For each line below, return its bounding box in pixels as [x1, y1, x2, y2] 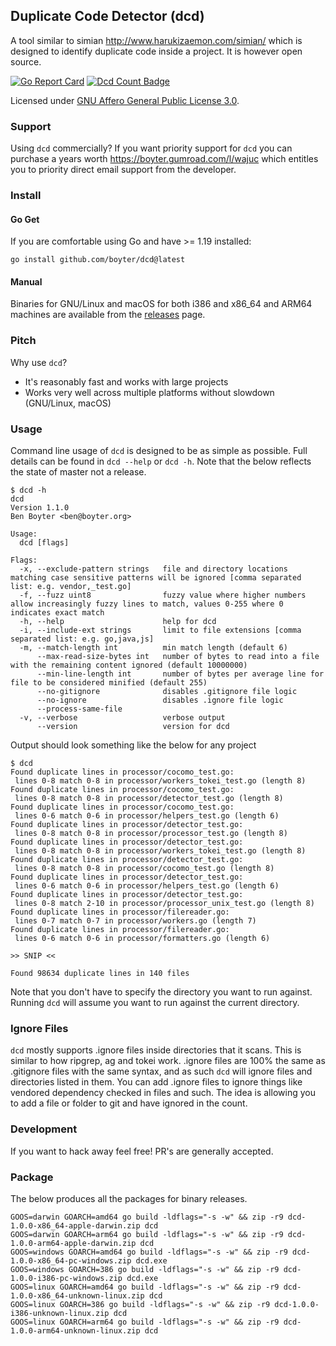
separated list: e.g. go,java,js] [10, 634, 155, 644]
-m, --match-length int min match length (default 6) [19, 643, 288, 653]
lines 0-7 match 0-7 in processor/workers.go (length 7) [14, 916, 257, 926]
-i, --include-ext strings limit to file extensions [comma [19, 625, 302, 636]
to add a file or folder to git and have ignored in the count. [10, 1097, 248, 1109]
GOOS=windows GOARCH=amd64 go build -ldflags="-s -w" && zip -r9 [10, 1247, 288, 1257]
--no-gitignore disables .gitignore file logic [36, 687, 298, 697]
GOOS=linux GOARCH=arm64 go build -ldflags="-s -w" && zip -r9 [10, 1317, 280, 1327]
